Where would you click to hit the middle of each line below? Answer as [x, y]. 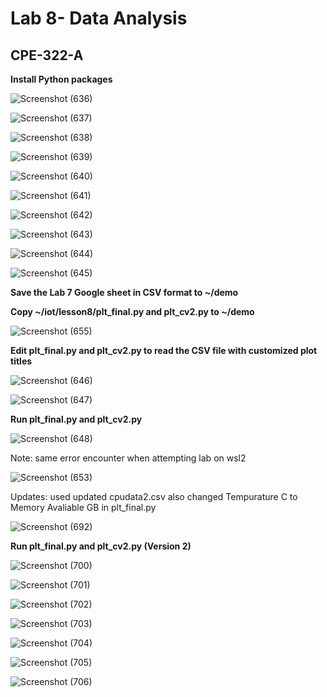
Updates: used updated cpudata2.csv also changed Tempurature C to [154, 496]
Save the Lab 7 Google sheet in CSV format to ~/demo [124, 292]
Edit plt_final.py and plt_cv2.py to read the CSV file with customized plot [164, 350]
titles [21, 361]
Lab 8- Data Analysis [99, 18]
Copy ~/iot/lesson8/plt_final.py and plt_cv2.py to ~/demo [132, 311]
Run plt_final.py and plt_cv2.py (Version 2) [101, 546]
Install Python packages [61, 79]
